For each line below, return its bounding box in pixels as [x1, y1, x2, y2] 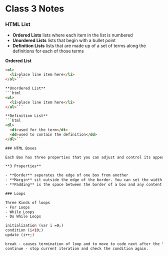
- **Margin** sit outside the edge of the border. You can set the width [5, 177, 162, 182]
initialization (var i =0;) [5, 223, 64, 228]
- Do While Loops [5, 214, 41, 219]
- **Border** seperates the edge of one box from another [5, 173, 128, 178]
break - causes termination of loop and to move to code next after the [5, 241, 160, 246]
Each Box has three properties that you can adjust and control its [5, 154, 151, 160]
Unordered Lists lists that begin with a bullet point [12, 37, 116, 43]
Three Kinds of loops [5, 200, 50, 205]
